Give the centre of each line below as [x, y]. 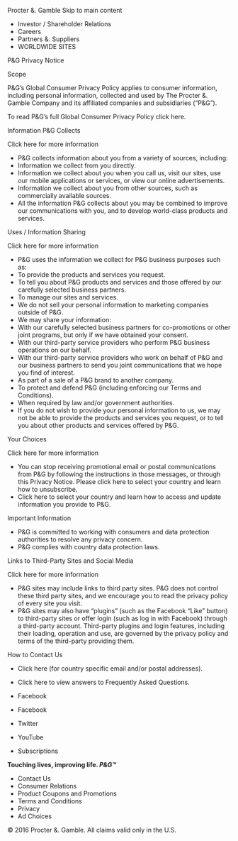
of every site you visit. [50, 603]
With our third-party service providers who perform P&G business [114, 342]
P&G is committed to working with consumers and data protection [113, 532]
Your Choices [27, 439]
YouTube [30, 737]
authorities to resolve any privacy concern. [80, 539]
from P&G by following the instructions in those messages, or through [119, 474]
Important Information [39, 518]
